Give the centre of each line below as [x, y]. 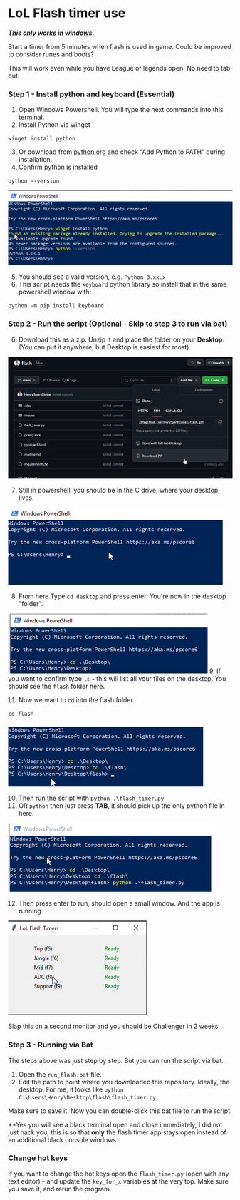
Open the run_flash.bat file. [60, 1074]
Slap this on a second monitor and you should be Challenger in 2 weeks [113, 1026]
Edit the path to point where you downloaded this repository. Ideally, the [124, 1082]
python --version [34, 181]
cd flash [21, 714]
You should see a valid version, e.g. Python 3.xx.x [92, 277]
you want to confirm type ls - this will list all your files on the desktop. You [117, 679]
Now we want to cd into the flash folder [76, 700]
